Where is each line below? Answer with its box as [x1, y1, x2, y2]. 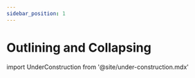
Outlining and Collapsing [6, 39, 151, 55]
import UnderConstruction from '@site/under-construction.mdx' [6, 63, 189, 71]
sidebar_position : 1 [6, 10, 66, 17]
